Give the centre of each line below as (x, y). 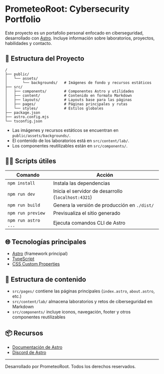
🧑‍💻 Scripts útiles (31, 161)
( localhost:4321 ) (72, 197)
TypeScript (23, 259)
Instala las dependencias (82, 183)
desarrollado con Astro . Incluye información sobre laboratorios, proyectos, (80, 38)
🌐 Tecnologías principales (46, 242)
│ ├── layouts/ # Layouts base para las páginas (69, 100)
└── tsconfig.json (24, 121)
